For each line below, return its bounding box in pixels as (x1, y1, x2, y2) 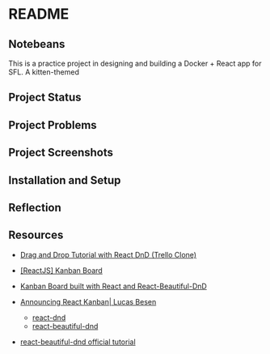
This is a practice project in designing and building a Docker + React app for (8, 58, 262, 68)
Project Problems (8, 118, 97, 132)
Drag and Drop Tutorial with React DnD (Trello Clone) (19, 250, 196, 259)
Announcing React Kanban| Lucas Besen (19, 296, 157, 306)
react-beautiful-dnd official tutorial (19, 337, 136, 347)
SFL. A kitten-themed (8, 67, 79, 77)
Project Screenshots (8, 146, 113, 160)
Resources (8, 228, 64, 242)
